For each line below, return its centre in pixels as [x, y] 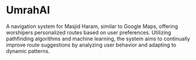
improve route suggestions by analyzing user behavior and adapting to [91, 45]
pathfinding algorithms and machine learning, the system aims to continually [98, 38]
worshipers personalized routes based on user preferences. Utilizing [89, 32]
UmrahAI [28, 10]
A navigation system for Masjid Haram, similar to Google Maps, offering [92, 26]
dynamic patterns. [28, 51]
